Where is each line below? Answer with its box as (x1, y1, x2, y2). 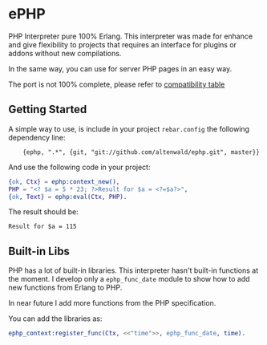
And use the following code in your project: (8, 162, 151, 172)
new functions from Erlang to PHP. (8, 282, 123, 293)
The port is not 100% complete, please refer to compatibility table (8, 79, 225, 89)
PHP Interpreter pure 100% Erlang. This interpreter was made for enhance (8, 31, 253, 41)
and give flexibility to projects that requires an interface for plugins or (8, 39, 237, 49)
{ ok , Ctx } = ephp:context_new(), (8, 177, 120, 185)
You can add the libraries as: (8, 314, 103, 323)
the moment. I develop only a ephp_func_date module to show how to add (8, 274, 250, 284)
